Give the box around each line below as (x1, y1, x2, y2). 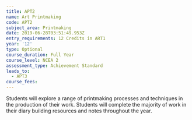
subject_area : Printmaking (6, 24, 72, 31)
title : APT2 (6, 8, 35, 15)
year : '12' (6, 41, 33, 47)
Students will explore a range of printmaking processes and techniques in (6, 95, 183, 102)
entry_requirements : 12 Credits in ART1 (6, 36, 106, 41)
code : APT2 (6, 19, 33, 25)
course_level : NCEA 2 (6, 57, 59, 63)
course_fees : (6, 79, 38, 85)
